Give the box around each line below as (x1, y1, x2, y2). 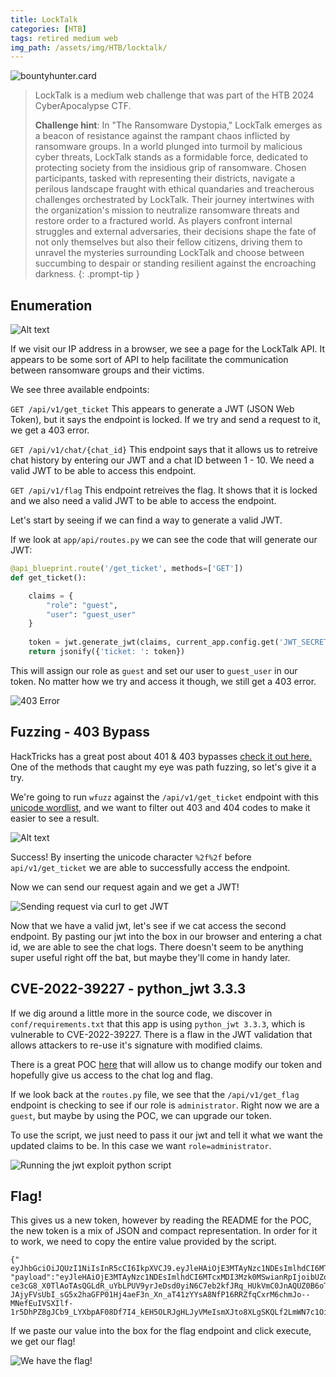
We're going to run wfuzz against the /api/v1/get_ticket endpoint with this (10, 791, 319, 803)
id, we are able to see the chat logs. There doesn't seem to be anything (10, 941, 304, 953)
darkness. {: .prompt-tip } (34, 268, 140, 280)
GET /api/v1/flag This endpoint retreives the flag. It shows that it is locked (10, 484, 318, 496)
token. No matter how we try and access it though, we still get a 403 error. (10, 675, 317, 687)
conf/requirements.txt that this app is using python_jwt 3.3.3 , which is (10, 1017, 306, 1030)
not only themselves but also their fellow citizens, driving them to (34, 236, 303, 248)
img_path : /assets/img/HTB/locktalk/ (10, 42, 168, 53)
